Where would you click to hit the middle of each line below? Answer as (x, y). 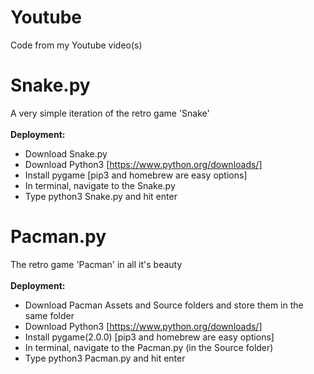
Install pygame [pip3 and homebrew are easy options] (136, 175)
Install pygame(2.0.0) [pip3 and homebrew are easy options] (149, 337)
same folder (49, 315)
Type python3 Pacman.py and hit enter (105, 358)
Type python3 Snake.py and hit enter (101, 196)
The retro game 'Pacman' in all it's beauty (96, 264)
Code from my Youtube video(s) (76, 45)
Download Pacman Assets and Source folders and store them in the (164, 305)
